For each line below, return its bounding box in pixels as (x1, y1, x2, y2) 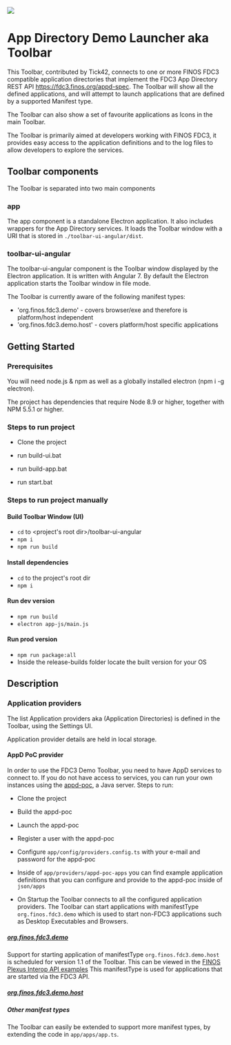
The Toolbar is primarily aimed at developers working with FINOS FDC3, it (7, 131, 217, 139)
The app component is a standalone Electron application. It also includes (7, 217, 214, 226)
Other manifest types (7, 1005, 70, 1014)
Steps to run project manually (7, 496, 108, 505)
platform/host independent (17, 313, 94, 322)
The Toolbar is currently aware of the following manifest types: (7, 293, 186, 301)
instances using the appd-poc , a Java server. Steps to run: (7, 781, 174, 789)
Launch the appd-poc (17, 821, 79, 829)
